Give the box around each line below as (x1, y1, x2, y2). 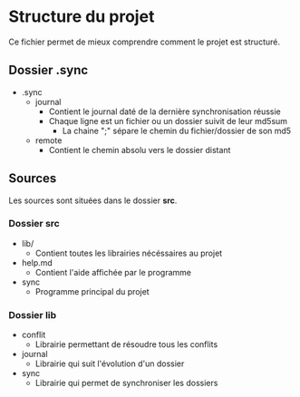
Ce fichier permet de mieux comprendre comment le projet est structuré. (8, 36, 280, 47)
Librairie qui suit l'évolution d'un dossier (34, 358, 185, 369)
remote (34, 134, 63, 146)
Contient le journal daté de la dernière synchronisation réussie (48, 106, 282, 117)
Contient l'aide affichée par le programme (34, 266, 192, 277)
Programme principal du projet (34, 286, 150, 296)
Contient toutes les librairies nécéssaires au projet (34, 247, 223, 258)
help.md (21, 257, 53, 268)
